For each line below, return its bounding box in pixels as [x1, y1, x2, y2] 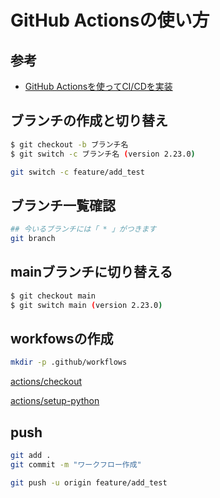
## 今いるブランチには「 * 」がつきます [10, 224, 157, 235]
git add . [10, 451, 52, 461]
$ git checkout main [10, 291, 97, 301]
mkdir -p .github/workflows [10, 357, 128, 368]
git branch [10, 234, 56, 244]
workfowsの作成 [10, 330, 114, 347]
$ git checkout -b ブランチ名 [10, 139, 129, 150]
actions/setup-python [10, 395, 100, 407]
